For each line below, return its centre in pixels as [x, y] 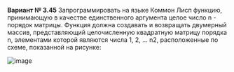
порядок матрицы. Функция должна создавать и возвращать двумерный [117, 25]
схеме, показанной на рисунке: [54, 47]
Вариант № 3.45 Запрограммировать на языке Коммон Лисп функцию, [115, 10]
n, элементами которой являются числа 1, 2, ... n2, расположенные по [113, 40]
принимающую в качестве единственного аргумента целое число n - [112, 17]
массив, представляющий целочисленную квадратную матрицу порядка [117, 32]
